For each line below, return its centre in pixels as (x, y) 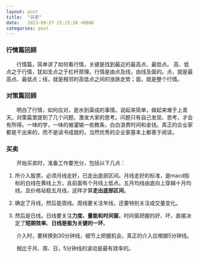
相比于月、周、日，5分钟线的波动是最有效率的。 (76, 248)
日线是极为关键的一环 (77, 223)
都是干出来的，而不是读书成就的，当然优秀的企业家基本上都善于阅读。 (92, 132)
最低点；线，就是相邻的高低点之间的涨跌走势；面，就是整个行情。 (102, 79)
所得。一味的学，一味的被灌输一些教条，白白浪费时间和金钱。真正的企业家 (102, 125)
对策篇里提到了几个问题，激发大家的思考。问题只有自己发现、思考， (99, 117)
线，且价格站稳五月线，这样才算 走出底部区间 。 (72, 191)
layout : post (22, 12)
